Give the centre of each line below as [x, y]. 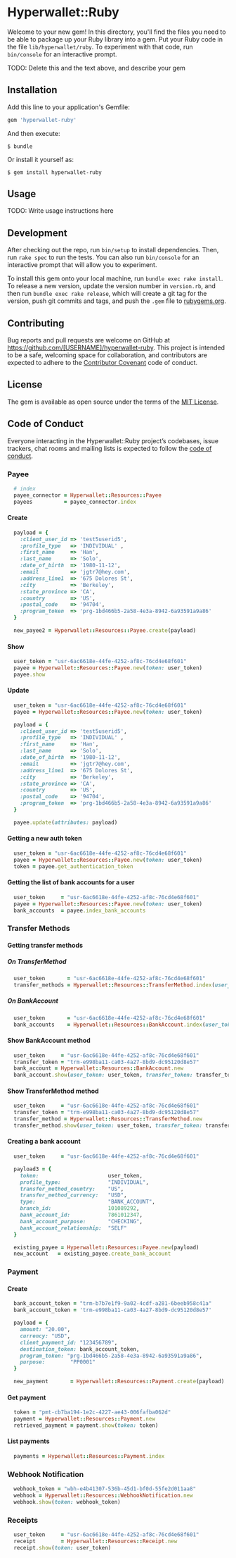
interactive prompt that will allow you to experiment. [82, 265]
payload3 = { [33, 1169]
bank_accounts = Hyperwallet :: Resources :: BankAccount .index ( [110, 1025]
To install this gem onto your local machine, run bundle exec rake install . [115, 278]
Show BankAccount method [49, 1041]
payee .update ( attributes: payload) [66, 822]
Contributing [36, 323]
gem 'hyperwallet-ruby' [42, 120]
